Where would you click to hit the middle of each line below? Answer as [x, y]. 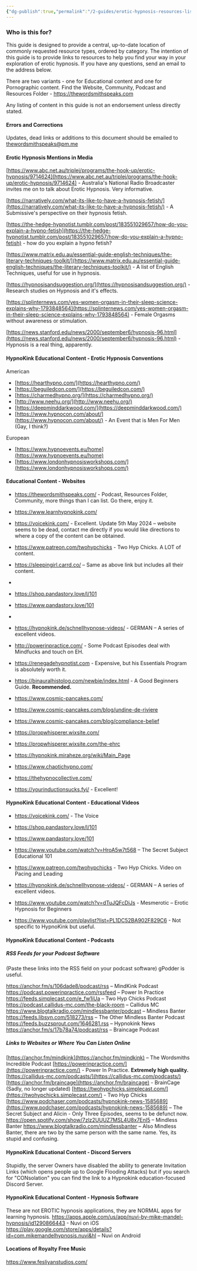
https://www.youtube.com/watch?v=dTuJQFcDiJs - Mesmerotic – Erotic [101, 902]
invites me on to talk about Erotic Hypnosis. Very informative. [80, 189]
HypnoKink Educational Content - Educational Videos [73, 803]
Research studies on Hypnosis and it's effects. [62, 291]
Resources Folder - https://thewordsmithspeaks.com [70, 93]
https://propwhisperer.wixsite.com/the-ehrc [67, 744]
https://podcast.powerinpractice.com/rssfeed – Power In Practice [85, 992]
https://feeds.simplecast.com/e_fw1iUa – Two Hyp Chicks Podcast [86, 998]
